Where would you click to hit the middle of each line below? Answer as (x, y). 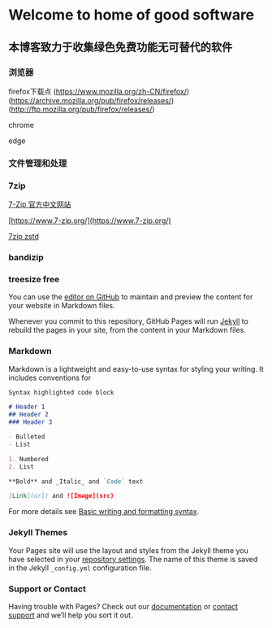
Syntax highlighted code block (61, 392)
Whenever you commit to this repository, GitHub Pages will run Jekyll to (129, 321)
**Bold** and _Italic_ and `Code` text (76, 482)
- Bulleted (27, 437)
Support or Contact (47, 589)
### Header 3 (30, 422)
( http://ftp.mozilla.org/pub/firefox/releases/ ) (82, 109)
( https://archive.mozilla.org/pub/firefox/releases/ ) (91, 100)
